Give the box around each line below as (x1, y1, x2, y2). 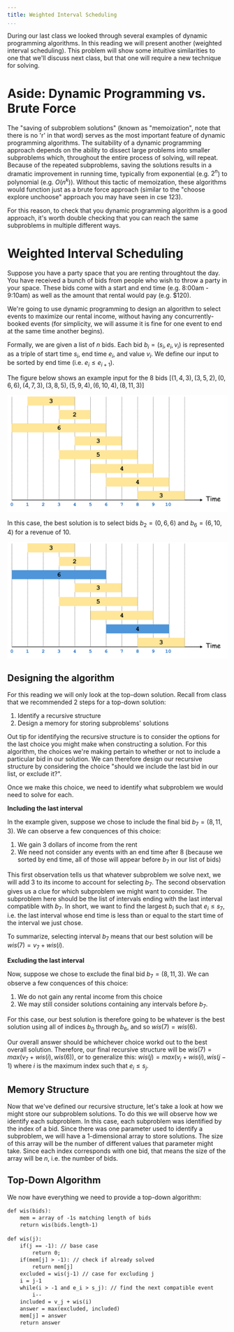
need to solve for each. (7, 791, 74, 799)
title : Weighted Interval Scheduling (7, 11, 117, 18)
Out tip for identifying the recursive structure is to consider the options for (7, 733, 220, 741)
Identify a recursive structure (17, 712, 101, 720)
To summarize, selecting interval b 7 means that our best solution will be (7, 932, 213, 942)
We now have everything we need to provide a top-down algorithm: (7, 1193, 201, 1201)
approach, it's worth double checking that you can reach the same (7, 213, 199, 222)
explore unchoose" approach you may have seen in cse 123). (7, 192, 183, 201)
